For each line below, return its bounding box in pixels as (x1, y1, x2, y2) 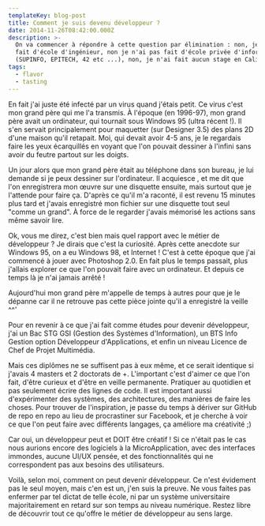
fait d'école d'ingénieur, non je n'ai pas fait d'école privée (15, 48, 231, 56)
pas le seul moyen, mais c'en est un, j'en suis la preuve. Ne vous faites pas (8, 483, 251, 493)
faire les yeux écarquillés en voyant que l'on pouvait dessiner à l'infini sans (8, 141, 252, 151)
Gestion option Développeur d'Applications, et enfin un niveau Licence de (8, 336, 248, 346)
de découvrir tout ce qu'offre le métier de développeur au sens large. (8, 509, 233, 518)
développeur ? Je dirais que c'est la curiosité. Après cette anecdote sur (8, 239, 241, 249)
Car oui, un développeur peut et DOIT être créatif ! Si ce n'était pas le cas (8, 434, 247, 444)
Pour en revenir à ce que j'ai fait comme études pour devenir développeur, (8, 320, 250, 329)
